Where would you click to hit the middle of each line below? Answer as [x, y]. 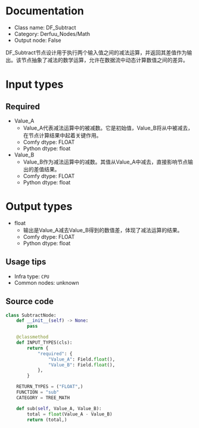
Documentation [45, 11]
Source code [30, 302]
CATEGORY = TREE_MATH [43, 398]
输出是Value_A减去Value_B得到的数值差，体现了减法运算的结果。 [103, 230]
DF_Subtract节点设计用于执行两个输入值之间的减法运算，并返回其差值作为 [96, 53]
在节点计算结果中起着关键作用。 [62, 135]
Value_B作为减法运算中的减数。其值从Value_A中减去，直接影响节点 [105, 162]
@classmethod [32, 337]
